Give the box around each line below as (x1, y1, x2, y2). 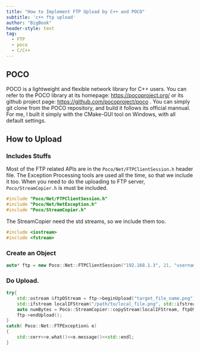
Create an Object (6, 249, 57, 257)
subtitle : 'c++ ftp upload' (6, 14, 76, 20)
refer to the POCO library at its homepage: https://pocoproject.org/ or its (6, 92, 184, 99)
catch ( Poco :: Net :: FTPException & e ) (6, 323, 97, 329)
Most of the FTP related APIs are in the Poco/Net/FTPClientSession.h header (6, 165, 193, 173)
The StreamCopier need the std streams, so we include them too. (6, 218, 167, 225)
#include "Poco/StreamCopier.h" (6, 207, 86, 213)
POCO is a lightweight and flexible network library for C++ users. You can (6, 85, 187, 92)
